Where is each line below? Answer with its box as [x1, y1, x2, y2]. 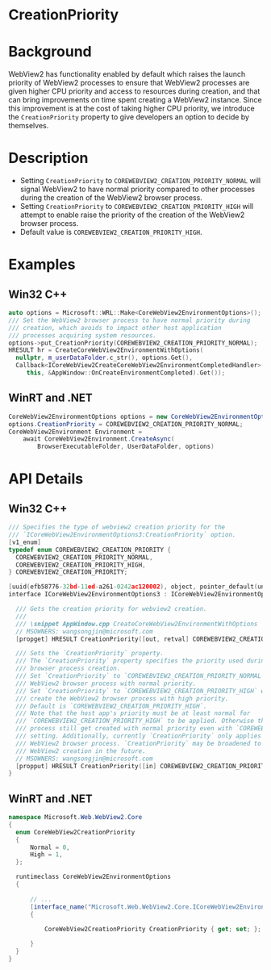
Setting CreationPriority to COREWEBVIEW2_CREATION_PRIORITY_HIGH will [19, 202, 254, 211]
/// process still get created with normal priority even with [15, 725, 232, 733]
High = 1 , [29, 851, 63, 859]
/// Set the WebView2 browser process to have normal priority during [8, 316, 251, 324]
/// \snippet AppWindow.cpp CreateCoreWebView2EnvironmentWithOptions [15, 620, 258, 628]
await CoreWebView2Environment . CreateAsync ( [23, 435, 175, 443]
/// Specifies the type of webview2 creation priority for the [8, 523, 226, 532]
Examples [8, 256, 76, 274]
